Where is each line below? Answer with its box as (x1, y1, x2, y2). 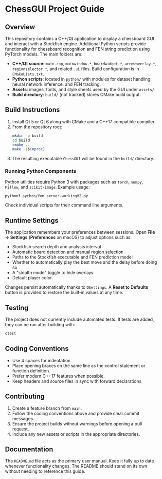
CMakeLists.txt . (12, 71, 45, 76)
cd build (12, 138, 30, 143)
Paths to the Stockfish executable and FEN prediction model (12, 254, 133, 260)
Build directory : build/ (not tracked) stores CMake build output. (12, 92, 141, 97)
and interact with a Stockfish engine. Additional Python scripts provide (5, 41, 146, 47)
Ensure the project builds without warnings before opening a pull (12, 421, 142, 426)
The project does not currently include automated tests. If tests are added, (5, 316, 154, 322)
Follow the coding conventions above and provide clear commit (12, 410, 140, 416)
